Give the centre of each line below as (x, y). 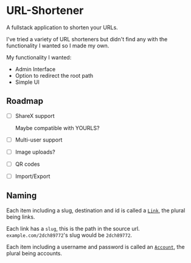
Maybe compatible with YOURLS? (57, 128)
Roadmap (25, 101)
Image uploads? (35, 152)
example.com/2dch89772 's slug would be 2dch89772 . (69, 235)
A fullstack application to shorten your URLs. (62, 27)
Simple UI (27, 82)
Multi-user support (39, 140)
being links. (21, 217)
